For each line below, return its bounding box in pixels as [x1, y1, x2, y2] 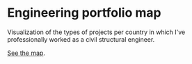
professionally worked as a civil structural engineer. [7, 35, 155, 43]
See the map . [7, 49, 45, 57]
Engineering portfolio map [7, 5, 161, 21]
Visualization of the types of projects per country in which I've [7, 28, 186, 36]
